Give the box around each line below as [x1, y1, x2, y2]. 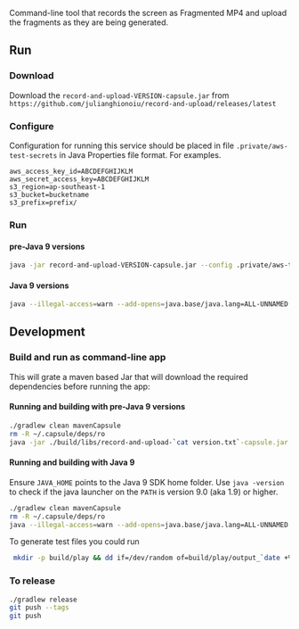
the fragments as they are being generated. [9, 17, 169, 28]
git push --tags [9, 603, 69, 612]
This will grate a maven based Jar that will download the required [9, 371, 248, 382]
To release [9, 575, 56, 587]
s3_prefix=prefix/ [9, 198, 77, 207]
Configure [9, 120, 54, 132]
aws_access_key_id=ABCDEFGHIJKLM [9, 167, 133, 176]
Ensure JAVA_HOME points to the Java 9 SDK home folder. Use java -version [9, 476, 285, 487]
